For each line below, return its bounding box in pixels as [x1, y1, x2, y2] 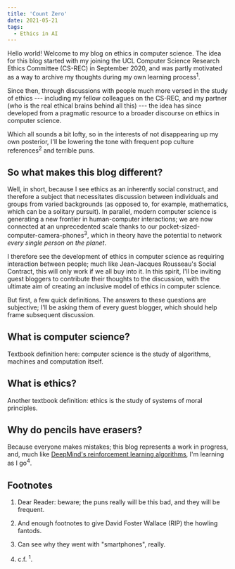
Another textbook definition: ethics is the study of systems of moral [7, 396, 203, 404]
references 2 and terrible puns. [7, 145, 95, 155]
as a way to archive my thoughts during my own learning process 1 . [7, 72, 201, 81]
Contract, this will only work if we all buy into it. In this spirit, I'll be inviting [7, 267, 222, 276]
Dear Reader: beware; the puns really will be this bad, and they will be [17, 497, 220, 506]
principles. [7, 404, 38, 412]
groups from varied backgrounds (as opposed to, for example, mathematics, [7, 200, 229, 208]
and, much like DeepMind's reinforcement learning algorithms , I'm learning [7, 450, 224, 459]
